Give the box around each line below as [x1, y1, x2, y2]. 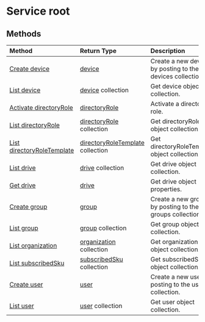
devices [150, 72, 173, 80]
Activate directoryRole [9, 104, 73, 112]
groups [150, 210, 171, 218]
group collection [80, 224, 127, 232]
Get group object [150, 220, 200, 228]
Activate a [150, 99, 179, 108]
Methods [6, 29, 41, 39]
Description [150, 47, 185, 55]
